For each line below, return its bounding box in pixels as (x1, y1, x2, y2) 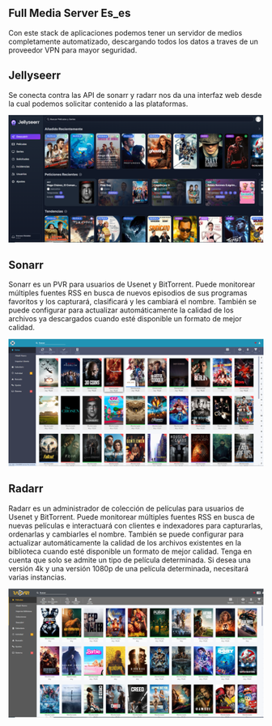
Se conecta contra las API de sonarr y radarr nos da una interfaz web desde (8, 90, 262, 100)
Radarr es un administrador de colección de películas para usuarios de (8, 503, 244, 513)
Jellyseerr (8, 69, 62, 83)
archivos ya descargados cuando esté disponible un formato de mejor (8, 314, 243, 324)
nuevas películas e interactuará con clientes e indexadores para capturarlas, (8, 520, 263, 530)
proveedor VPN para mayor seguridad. (8, 45, 138, 55)
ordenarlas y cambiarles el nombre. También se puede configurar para (8, 529, 244, 539)
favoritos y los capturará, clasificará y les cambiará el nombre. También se (8, 297, 257, 307)
